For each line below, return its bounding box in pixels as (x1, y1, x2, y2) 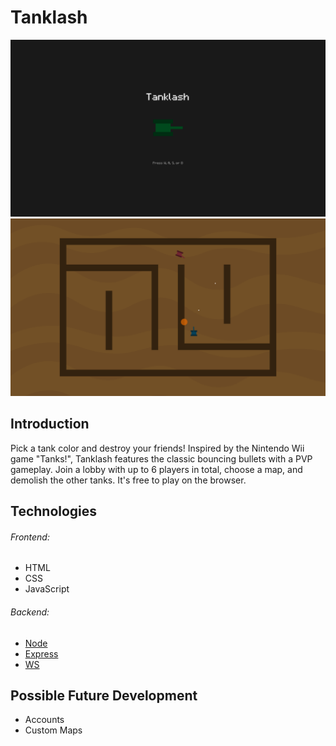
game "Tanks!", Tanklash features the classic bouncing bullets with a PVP (10, 452, 313, 465)
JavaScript (24, 583, 70, 595)
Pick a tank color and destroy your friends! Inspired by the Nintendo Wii (10, 442, 305, 454)
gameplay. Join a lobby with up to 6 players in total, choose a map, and (10, 463, 303, 475)
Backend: (10, 606, 50, 618)
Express (24, 647, 59, 660)
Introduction (10, 416, 90, 433)
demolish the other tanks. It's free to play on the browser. (10, 474, 247, 486)
